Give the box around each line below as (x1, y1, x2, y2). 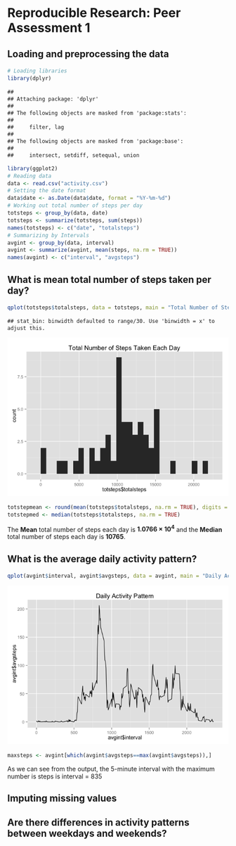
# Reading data (7, 172, 52, 179)
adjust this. (7, 324, 46, 332)
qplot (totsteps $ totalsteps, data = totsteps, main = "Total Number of (7, 304, 218, 311)
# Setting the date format (7, 187, 86, 194)
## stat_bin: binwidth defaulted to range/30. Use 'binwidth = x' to (7, 317, 216, 324)
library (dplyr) (7, 75, 52, 82)
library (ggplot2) (7, 165, 58, 172)
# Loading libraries (7, 68, 68, 75)
